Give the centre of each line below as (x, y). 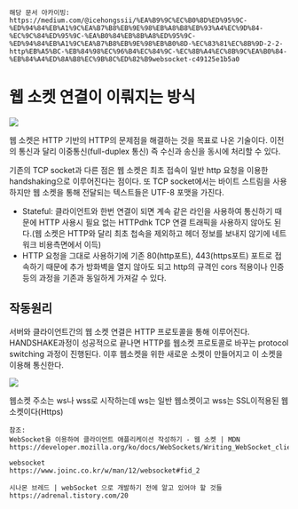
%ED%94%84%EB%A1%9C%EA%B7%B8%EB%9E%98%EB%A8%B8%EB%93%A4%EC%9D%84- (137, 28)
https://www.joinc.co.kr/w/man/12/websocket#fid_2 (105, 470)
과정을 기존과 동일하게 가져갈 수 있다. (102, 277)
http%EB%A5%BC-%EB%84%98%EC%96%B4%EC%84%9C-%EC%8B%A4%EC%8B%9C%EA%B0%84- (149, 52)
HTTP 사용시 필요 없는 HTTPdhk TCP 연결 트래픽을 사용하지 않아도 (155, 222)
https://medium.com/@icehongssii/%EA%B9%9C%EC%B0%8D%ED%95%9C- (129, 20)
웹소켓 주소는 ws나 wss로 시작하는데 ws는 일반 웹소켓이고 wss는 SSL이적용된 (144, 400)
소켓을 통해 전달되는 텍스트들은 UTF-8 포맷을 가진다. (133, 192)
